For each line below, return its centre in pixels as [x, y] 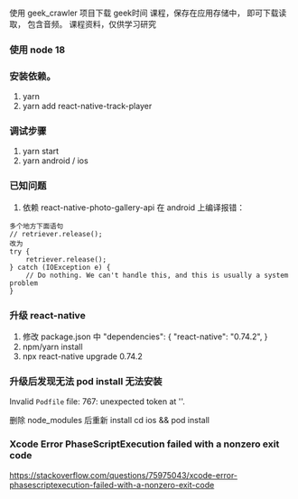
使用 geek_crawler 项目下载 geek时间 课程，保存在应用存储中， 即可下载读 [148, 13]
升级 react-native [47, 315]
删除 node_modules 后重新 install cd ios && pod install [110, 420]
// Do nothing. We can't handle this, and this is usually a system [157, 275]
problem [24, 283]
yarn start [41, 152]
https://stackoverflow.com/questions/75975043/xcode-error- [123, 475]
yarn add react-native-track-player [87, 106]
